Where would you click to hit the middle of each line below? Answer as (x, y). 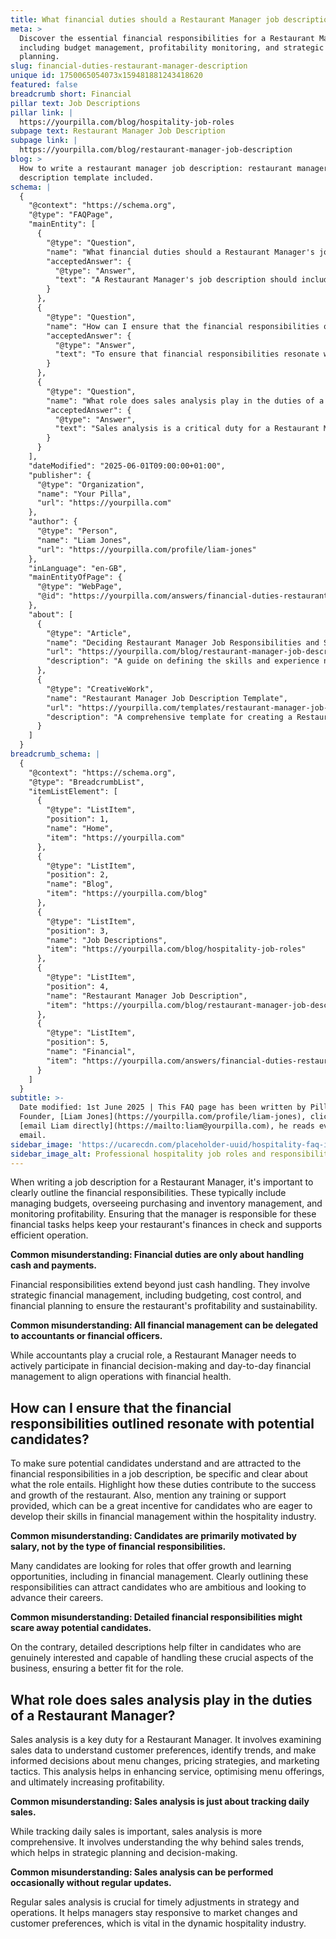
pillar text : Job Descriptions (75, 103)
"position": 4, (78, 986)
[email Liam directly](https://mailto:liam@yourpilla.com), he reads (167, 1126)
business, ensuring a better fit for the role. (97, 1668)
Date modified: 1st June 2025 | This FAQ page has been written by (163, 1107)
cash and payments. (54, 1265)
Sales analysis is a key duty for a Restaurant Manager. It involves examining (166, 1739)
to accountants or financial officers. (86, 1336)
